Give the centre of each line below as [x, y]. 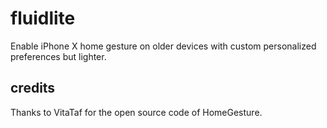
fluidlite [43, 18]
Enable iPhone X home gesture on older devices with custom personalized [163, 46]
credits [33, 88]
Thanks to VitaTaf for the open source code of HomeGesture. [136, 112]
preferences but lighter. [58, 56]
